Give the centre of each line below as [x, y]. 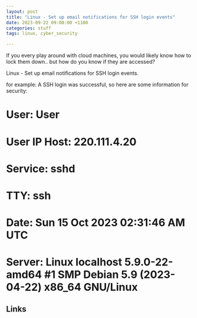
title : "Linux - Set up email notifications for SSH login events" [91, 17]
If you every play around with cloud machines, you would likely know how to [99, 55]
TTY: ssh [29, 196]
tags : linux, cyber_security [42, 34]
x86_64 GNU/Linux [91, 287]
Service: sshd [41, 168]
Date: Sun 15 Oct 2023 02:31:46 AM [96, 223]
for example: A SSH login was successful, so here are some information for [97, 85]
